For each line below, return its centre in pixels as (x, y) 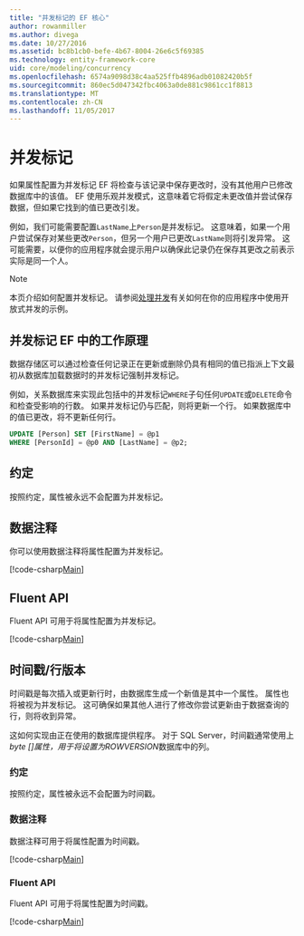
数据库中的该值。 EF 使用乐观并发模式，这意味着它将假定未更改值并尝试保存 (151, 197)
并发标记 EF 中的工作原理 (79, 340)
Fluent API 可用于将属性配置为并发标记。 (85, 621)
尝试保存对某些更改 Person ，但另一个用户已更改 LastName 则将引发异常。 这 (154, 238)
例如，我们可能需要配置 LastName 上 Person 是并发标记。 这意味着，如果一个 (146, 227)
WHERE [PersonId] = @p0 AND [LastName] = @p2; (99, 442)
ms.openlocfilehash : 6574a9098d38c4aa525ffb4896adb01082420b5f (131, 77)
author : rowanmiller (48, 26)
